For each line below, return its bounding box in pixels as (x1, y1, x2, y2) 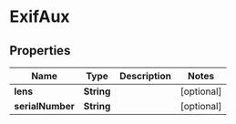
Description (119, 70, 171, 82)
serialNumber (14, 100, 75, 112)
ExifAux (9, 6, 70, 27)
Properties (9, 43, 71, 58)
